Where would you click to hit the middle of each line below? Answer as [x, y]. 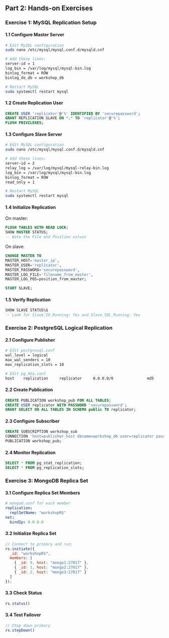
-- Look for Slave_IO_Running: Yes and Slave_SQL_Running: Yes [73, 315]
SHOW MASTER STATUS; [27, 232]
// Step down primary [28, 625]
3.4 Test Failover [23, 615]
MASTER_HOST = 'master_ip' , [32, 260]
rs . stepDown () [20, 630]
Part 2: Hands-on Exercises [49, 8]
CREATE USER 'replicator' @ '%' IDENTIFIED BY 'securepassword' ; [73, 113]
